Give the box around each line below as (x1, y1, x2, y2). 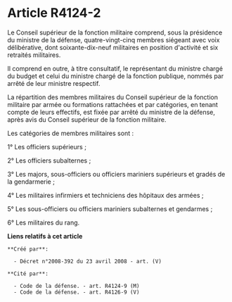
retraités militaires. (7, 51, 61, 59)
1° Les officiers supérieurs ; (7, 142, 86, 151)
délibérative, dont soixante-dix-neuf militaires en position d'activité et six (7, 43, 219, 51)
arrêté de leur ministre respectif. (7, 79, 101, 87)
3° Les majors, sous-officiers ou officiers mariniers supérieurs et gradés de (7, 170, 226, 178)
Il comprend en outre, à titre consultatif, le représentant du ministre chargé (7, 64, 224, 73)
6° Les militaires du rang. (7, 218, 80, 227)
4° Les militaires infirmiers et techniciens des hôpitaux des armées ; (7, 191, 204, 199)
